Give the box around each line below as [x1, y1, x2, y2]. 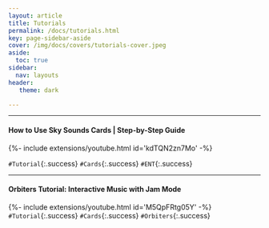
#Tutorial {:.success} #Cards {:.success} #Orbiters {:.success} [8, 210, 211, 220]
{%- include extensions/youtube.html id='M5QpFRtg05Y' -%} [8, 202, 212, 212]
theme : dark [18, 86, 59, 94]
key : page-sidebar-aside [8, 34, 91, 42]
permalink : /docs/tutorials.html [8, 26, 120, 34]
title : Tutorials [8, 19, 66, 27]
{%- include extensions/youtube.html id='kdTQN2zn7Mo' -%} [8, 143, 213, 153]
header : [8, 78, 34, 86]
